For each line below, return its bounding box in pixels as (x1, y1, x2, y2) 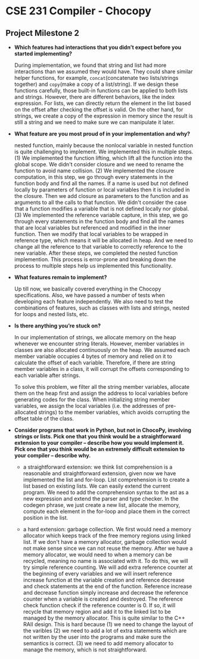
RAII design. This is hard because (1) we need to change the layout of (23, 621, 194, 627)
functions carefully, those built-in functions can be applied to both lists (14, 87, 188, 94)
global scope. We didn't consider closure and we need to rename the (14, 161, 184, 168)
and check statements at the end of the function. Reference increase (23, 583, 192, 590)
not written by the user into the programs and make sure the (23, 633, 171, 641)
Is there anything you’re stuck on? (14, 322, 101, 329)
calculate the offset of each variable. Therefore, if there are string (14, 359, 175, 366)
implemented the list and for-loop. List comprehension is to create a (23, 476, 190, 483)
